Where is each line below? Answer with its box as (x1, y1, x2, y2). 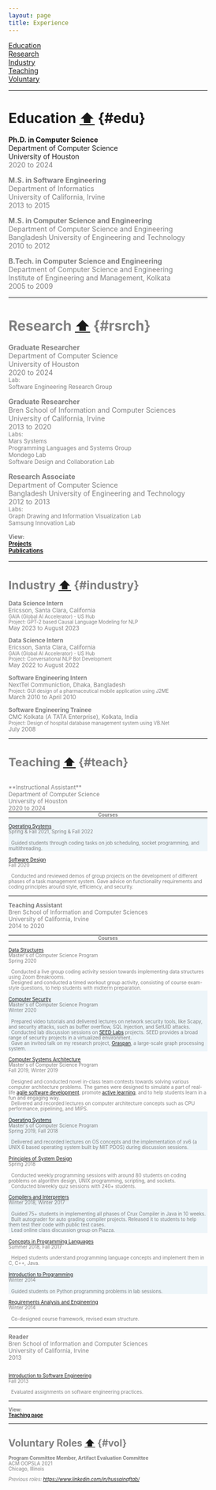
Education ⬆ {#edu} (8, 109, 146, 127)
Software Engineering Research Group (8, 384, 113, 391)
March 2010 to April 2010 (8, 693, 76, 701)
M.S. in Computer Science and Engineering (8, 216, 153, 226)
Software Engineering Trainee (8, 706, 92, 714)
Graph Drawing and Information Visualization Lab (8, 512, 142, 521)
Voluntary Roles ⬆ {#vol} (8, 1437, 128, 1450)
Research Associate (8, 472, 76, 481)
